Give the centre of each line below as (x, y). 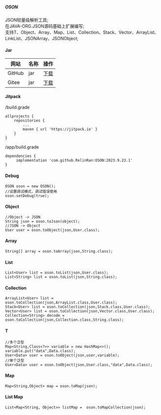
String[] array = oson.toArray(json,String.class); (59, 251)
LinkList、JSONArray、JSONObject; (42, 38)
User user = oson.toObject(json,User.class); (52, 230)
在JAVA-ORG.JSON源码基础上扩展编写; (45, 26)
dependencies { (21, 156)
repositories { (29, 121)
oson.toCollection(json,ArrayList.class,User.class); (61, 303)
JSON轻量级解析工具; (27, 20)
